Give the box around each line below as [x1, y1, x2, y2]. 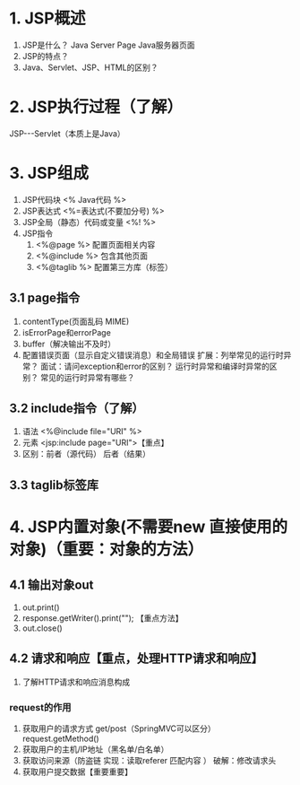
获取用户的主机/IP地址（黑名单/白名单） [21, 744, 169, 754]
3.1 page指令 [9, 291, 81, 306]
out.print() [21, 602, 60, 613]
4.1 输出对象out [9, 578, 94, 593]
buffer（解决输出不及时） [21, 338, 116, 349]
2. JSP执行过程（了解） [9, 97, 184, 118]
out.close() [21, 623, 63, 633]
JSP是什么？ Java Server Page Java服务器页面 [21, 39, 195, 50]
